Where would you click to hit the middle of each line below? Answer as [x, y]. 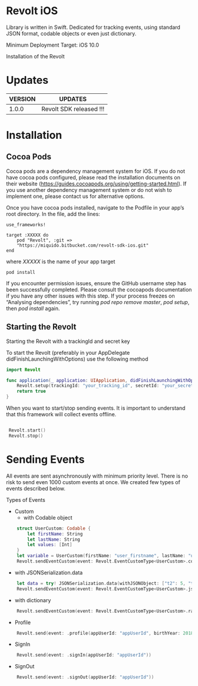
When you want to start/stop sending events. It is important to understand [96, 408]
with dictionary [33, 600]
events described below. [36, 488]
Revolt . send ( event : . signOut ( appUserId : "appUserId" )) [85, 677]
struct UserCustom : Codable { [54, 528]
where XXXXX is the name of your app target [61, 262]
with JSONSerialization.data [49, 572]
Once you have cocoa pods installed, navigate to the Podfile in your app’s [95, 207]
